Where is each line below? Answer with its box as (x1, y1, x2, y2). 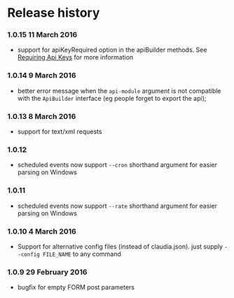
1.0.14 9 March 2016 (7, 71, 76, 80)
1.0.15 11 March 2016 (7, 30, 78, 40)
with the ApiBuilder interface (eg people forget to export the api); (17, 94, 207, 102)
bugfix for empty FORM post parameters (17, 283, 135, 292)
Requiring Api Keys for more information (17, 53, 134, 62)
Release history (7, 5, 100, 21)
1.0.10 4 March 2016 (7, 226, 77, 236)
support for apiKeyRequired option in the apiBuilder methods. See (17, 45, 207, 54)
